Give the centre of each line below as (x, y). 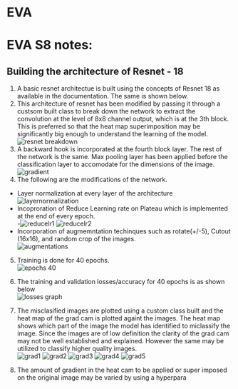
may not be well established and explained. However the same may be (120, 341)
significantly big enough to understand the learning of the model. (112, 134)
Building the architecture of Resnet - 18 (95, 71)
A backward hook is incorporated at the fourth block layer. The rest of (119, 149)
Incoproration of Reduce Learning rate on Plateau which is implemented (123, 208)
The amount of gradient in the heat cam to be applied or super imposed (122, 370)
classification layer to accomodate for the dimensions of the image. (116, 164)
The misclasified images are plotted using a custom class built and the (120, 310)
